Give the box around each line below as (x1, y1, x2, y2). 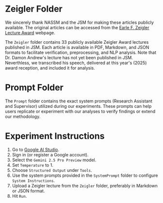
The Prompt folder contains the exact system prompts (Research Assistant (5, 98, 153, 104)
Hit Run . (12, 193, 27, 199)
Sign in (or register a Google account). (12, 152, 89, 157)
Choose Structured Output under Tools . (12, 167, 92, 173)
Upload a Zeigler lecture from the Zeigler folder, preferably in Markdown (12, 183, 158, 188)
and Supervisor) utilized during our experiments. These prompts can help (5, 103, 152, 109)
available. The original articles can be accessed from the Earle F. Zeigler (5, 24, 149, 30)
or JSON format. (12, 188, 45, 194)
